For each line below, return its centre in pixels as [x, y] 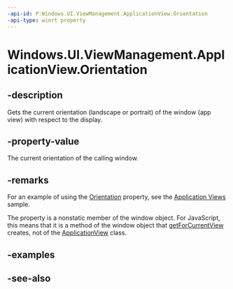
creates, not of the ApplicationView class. [67, 233]
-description [35, 95]
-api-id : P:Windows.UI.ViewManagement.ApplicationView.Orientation [108, 14]
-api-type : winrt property [47, 20]
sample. [19, 205]
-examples [31, 254]
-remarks [28, 180]
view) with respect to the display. [55, 119]
